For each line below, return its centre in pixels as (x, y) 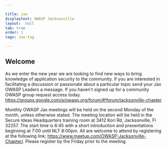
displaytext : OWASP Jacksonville (40, 19)
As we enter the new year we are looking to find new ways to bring (74, 74)
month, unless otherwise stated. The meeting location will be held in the (79, 115)
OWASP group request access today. (43, 94)
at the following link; (26, 136)
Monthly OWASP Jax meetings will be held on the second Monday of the (80, 109)
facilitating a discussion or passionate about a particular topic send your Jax (83, 84)
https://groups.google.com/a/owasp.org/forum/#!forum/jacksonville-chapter (83, 100)
